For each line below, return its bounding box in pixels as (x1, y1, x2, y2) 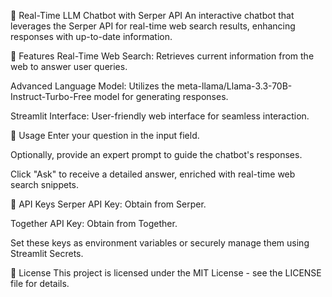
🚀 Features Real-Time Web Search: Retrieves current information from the (10, 50, 315, 62)
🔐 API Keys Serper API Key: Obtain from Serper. (10, 198, 207, 210)
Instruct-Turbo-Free (10, 91, 92, 102)
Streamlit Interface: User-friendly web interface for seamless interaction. (10, 110, 310, 122)
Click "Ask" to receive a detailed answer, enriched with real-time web (10, 168, 296, 180)
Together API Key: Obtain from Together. (10, 218, 178, 229)
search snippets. (10, 179, 80, 190)
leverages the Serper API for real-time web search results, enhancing (10, 20, 296, 32)
